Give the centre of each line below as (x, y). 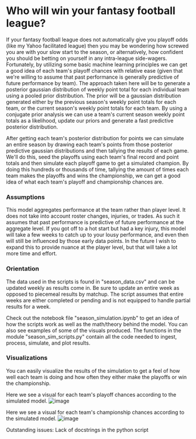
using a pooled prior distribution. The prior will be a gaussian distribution (94, 96)
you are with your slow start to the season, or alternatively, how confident (95, 52)
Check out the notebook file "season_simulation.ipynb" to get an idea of (93, 318)
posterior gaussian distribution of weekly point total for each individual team (98, 89)
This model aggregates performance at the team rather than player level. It (96, 210)
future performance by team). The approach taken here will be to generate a (98, 83)
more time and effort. (32, 254)
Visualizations (27, 358)
